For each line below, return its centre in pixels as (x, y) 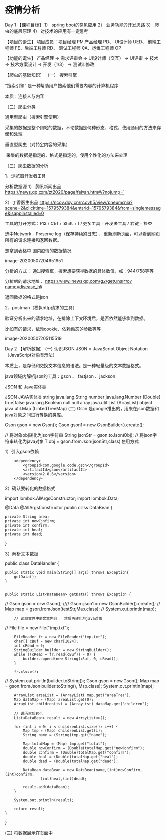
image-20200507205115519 (33, 338)
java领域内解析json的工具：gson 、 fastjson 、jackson (60, 376)
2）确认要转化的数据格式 (30, 488)
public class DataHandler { (32, 563)
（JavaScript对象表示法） (31, 355)
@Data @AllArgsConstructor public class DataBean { (59, 507)
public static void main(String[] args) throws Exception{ (67, 572)
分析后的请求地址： (25, 281)
